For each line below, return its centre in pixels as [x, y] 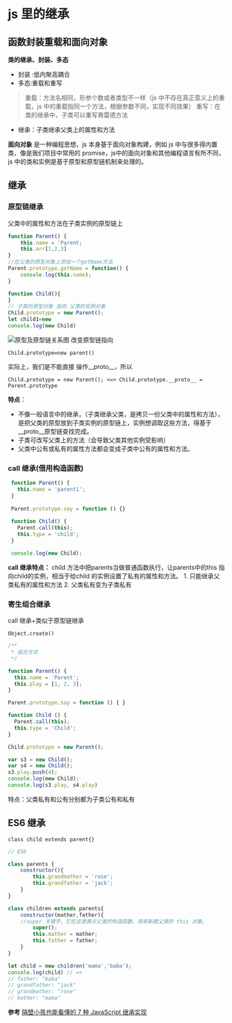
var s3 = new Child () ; [40, 759]
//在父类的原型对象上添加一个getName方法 [60, 262]
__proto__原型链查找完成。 [55, 431]
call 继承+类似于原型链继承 [46, 621]
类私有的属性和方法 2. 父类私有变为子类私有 [70, 584]
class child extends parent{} [51, 839]
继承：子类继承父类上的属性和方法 [66, 130]
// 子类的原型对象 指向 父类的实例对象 [57, 307]
